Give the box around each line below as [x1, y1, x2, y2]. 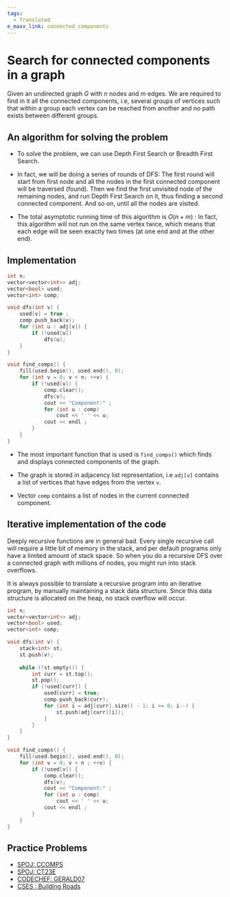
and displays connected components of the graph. [16, 457, 160, 465]
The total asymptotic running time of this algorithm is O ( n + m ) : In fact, [16, 213, 218, 221]
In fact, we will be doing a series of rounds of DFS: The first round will [16, 170, 215, 178]
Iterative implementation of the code [7, 519, 167, 531]
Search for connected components [7, 52, 211, 68]
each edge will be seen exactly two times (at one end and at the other [16, 227, 215, 235]
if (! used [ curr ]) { [32, 684, 88, 690]
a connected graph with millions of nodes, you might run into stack [7, 559, 196, 567]
